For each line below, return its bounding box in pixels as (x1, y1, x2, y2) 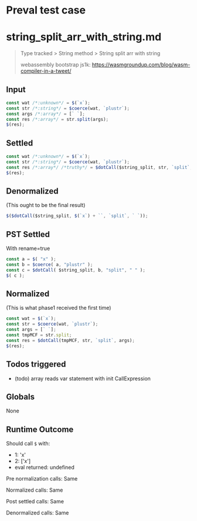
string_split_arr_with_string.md (6, 31, 162, 44)
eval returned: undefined (14, 464, 75, 471)
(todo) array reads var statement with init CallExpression (14, 375, 151, 382)
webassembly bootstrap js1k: (20, 61, 91, 68)
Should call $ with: (6, 440, 50, 447)
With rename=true (6, 245, 50, 252)
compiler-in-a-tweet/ (20, 67, 72, 75)
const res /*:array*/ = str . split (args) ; (6, 116, 109, 122)
